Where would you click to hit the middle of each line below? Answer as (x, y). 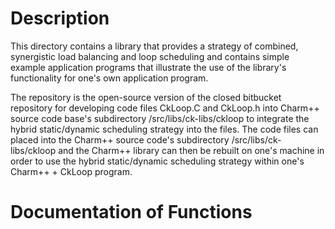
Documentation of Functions (131, 212)
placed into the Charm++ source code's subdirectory (120, 139)
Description (60, 18)
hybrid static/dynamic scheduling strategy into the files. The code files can (164, 129)
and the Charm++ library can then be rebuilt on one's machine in (191, 150)
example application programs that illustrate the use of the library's (148, 67)
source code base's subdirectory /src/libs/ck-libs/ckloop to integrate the (160, 118)
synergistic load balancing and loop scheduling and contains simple (150, 56)
